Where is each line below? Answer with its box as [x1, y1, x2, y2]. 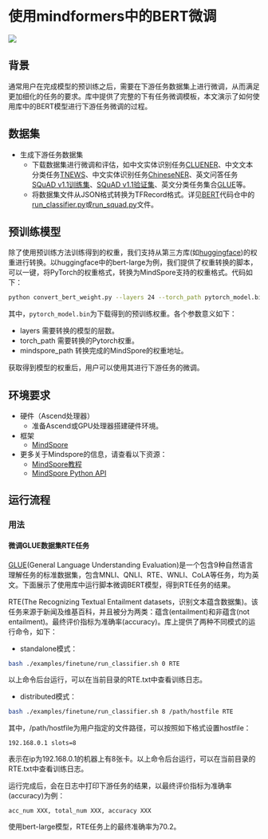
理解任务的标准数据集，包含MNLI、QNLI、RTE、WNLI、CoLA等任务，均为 [8, 569, 253, 579]
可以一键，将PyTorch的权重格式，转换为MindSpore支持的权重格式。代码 [8, 268, 246, 278]
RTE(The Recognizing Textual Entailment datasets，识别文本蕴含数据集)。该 [8, 597, 258, 606]
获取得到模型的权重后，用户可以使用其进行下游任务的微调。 [8, 363, 204, 372]
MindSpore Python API [31, 468, 107, 479]
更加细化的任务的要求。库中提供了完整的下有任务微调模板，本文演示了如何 [8, 91, 253, 100]
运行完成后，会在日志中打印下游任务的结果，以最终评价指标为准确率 [8, 781, 232, 790]
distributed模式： [19, 691, 77, 702]
